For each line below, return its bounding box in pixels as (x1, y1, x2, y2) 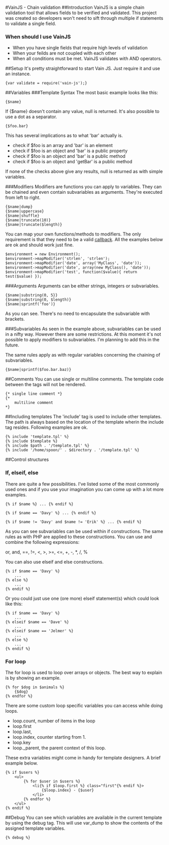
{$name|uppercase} (5, 209, 44, 214)
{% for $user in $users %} (23, 778, 81, 784)
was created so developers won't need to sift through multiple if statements (5, 15, 163, 21)
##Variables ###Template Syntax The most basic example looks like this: (5, 90, 158, 96)
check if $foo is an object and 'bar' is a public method (12, 153, 126, 159)
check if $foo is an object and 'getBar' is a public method (12, 159, 132, 165)
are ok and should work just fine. (5, 242, 74, 248)
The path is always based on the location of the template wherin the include (5, 419, 164, 425)
